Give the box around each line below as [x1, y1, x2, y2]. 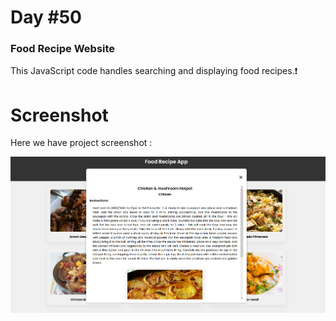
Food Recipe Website [10, 42, 116, 56]
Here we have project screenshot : [10, 137, 153, 149]
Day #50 [10, 6, 82, 29]
